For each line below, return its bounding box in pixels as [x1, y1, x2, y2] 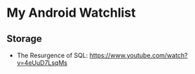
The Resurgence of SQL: [16, 51, 88, 59]
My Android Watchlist [6, 5, 136, 21]
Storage [6, 33, 43, 45]
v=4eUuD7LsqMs [16, 59, 68, 67]
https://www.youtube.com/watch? [89, 51, 188, 59]
